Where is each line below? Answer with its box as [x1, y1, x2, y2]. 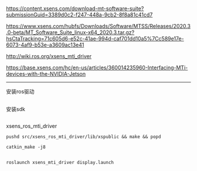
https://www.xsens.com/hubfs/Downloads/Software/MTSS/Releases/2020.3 [6, 23, 191, 29]
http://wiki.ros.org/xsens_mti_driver [6, 53, 92, 59]
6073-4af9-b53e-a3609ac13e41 [6, 41, 84, 48]
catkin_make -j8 [6, 144, 46, 150]
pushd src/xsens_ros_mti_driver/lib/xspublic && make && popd [6, 134, 161, 140]
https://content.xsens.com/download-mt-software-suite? [6, 5, 144, 12]
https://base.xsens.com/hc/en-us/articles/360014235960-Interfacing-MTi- [6, 64, 188, 71]
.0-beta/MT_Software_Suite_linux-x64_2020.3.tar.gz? [6, 29, 135, 36]
